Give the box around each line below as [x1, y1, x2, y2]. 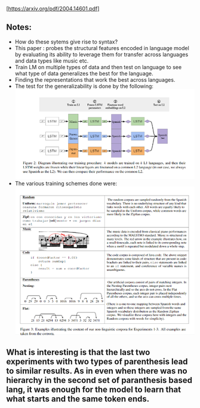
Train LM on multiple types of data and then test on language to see [14, 63, 182, 70]
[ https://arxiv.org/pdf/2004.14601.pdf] [6, 5, 100, 12]
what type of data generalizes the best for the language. [14, 70, 153, 77]
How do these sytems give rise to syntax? [14, 38, 118, 45]
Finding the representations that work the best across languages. [14, 76, 176, 83]
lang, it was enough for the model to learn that [6, 384, 181, 394]
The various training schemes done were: [14, 180, 118, 187]
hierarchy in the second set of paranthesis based [6, 375, 193, 385]
